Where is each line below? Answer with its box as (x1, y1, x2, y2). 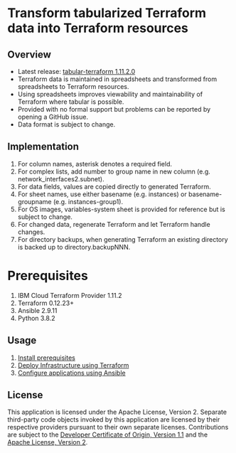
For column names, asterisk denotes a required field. (17, 159, 173, 168)
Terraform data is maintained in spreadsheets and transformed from (17, 75, 218, 83)
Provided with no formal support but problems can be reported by (17, 105, 211, 113)
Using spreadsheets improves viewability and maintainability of (17, 90, 203, 98)
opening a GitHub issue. (17, 112, 89, 121)
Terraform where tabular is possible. (17, 97, 124, 106)
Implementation (7, 141, 80, 153)
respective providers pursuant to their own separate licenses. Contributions (7, 423, 229, 432)
